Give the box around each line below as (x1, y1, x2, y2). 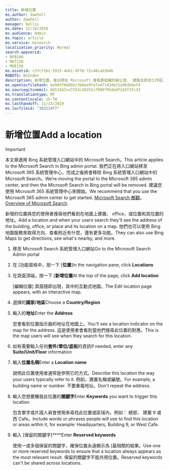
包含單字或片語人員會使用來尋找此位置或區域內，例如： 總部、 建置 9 (12, 409, 156, 415)
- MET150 (5, 59, 24, 64)
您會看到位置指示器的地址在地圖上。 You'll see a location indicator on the (12, 321, 163, 327)
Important (5, 146, 26, 152)
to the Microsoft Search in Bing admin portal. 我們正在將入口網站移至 (5, 163, 148, 169)
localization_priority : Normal (5, 45, 71, 50)
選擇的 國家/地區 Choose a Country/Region (12, 299, 101, 305)
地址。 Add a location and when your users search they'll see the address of (5, 217, 162, 223)
